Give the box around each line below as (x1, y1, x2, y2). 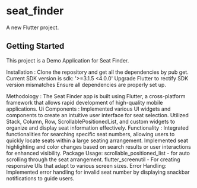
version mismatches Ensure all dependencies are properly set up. (6, 81, 166, 88)
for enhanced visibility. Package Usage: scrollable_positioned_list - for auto (6, 149, 190, 156)
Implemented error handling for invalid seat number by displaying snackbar (6, 168, 190, 176)
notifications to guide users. (6, 174, 75, 182)
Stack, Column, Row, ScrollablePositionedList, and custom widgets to (6, 118, 176, 125)
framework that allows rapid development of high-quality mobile (6, 99, 163, 106)
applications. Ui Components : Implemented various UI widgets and (6, 105, 171, 112)
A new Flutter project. (6, 24, 59, 31)
